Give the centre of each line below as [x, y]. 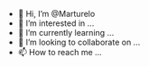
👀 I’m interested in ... [56, 23]
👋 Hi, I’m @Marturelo [56, 14]
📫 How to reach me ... [60, 52]
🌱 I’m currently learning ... [66, 33]
